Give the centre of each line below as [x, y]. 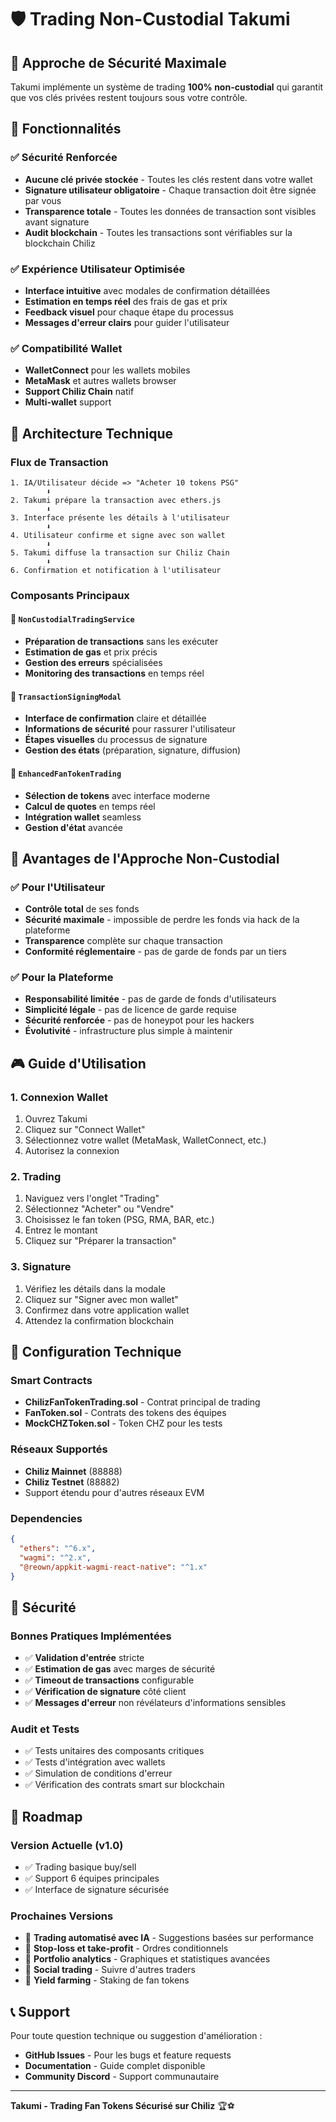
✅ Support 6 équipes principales [92, 1878]
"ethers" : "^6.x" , [58, 1548]
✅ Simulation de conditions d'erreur [98, 1773]
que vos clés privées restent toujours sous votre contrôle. [129, 97]
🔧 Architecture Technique [92, 433]
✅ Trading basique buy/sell [80, 1867]
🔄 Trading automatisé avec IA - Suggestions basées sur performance [169, 1938]
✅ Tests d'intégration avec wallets [95, 1762]
